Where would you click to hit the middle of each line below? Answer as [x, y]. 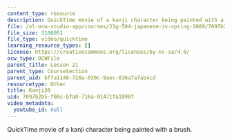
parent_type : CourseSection [48, 71]
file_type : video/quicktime [48, 39]
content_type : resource [41, 13]
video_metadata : [30, 103]
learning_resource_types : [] [49, 46]
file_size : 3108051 [35, 33]
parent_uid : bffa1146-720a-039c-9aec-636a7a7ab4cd [81, 78]
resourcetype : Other [37, 84]
